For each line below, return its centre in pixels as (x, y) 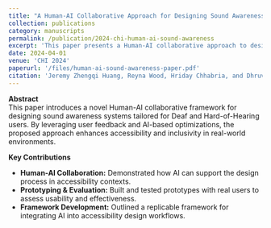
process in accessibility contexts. (75, 181)
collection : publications (52, 23)
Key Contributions (40, 157)
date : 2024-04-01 (38, 53)
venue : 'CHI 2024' (39, 61)
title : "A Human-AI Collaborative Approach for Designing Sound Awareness (137, 16)
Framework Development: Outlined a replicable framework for (124, 207)
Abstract (23, 98)
